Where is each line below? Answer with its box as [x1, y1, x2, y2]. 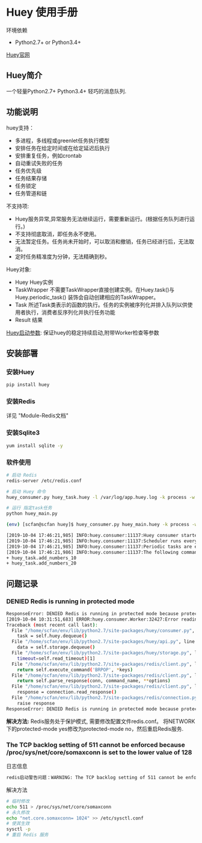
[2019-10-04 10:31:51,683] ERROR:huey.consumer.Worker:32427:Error [6, 616, 179, 622]
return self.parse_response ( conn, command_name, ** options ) [17, 678, 171, 684]
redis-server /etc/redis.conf [6, 477, 82, 484]
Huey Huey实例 [14, 278, 54, 286]
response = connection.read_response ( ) [17, 689, 117, 695]
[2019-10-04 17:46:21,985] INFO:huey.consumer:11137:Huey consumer [6, 533, 179, 539]
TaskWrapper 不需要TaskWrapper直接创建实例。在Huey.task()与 [14, 286, 175, 293]
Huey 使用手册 [6, 5, 78, 19]
